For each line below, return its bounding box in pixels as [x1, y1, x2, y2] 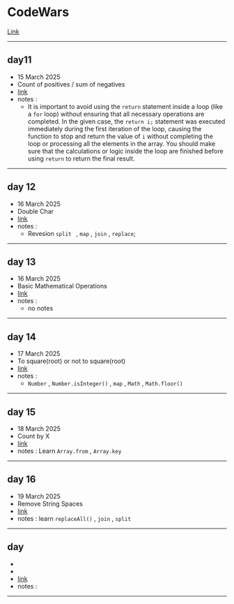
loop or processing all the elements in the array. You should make [27, 139, 216, 147]
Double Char [17, 207, 54, 215]
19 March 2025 [17, 492, 61, 500]
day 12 [7, 181, 36, 193]
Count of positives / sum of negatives [17, 80, 125, 88]
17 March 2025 [17, 350, 61, 358]
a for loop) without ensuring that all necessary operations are [27, 110, 205, 118]
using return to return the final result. [27, 154, 135, 163]
